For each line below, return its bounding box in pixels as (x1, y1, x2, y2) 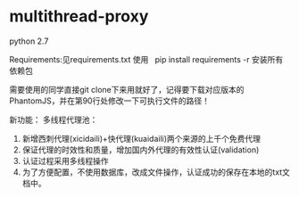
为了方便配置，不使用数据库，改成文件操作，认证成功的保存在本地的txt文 (21, 167, 290, 177)
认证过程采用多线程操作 (21, 155, 109, 166)
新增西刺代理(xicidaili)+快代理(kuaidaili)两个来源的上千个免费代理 (21, 133, 262, 144)
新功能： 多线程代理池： (9, 114, 98, 125)
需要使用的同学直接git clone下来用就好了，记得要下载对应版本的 (9, 84, 245, 94)
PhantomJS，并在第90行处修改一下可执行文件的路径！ (9, 95, 210, 106)
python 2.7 (9, 36, 49, 46)
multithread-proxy (9, 6, 149, 27)
